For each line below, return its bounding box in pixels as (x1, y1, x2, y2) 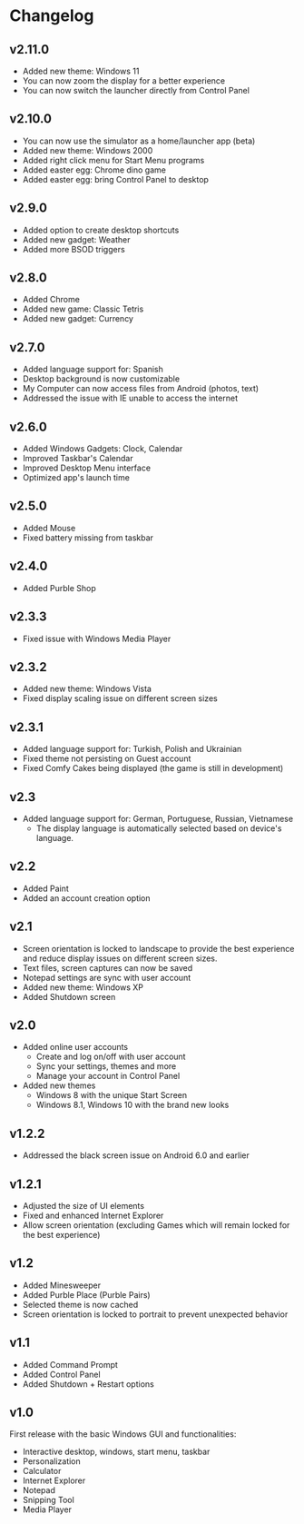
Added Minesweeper (22, 1280, 102, 1291)
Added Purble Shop (22, 582, 97, 593)
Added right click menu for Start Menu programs (22, 154, 205, 165)
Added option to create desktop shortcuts (22, 224, 180, 235)
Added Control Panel (22, 1369, 102, 1380)
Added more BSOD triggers (22, 243, 125, 254)
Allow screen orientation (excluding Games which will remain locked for (22, 1220, 290, 1231)
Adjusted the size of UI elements (22, 1201, 145, 1211)
